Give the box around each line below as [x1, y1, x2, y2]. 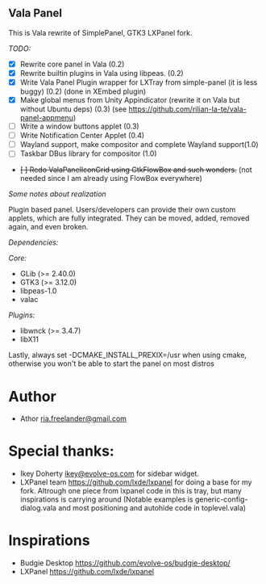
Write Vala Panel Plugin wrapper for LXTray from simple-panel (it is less [19, 77, 258, 87]
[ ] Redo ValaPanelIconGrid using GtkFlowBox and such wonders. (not [19, 165, 252, 174]
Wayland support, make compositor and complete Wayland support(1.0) [19, 140, 260, 149]
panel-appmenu [19, 113, 74, 123]
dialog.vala [19, 503, 56, 513]
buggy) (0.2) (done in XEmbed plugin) [19, 86, 147, 96]
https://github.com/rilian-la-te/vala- [128, 104, 247, 114]
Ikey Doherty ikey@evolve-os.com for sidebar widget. [19, 468, 200, 479]
